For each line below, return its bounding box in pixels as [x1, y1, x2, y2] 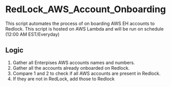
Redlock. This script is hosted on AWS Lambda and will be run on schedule [5, 25, 164, 32]
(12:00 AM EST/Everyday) [5, 31, 60, 37]
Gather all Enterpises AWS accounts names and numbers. [12, 60, 135, 66]
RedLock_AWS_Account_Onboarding [5, 4, 166, 15]
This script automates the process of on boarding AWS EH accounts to [5, 20, 155, 26]
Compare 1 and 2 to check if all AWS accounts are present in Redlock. [12, 70, 161, 76]
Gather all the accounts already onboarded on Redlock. [12, 65, 130, 71]
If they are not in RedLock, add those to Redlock [12, 75, 115, 82]
